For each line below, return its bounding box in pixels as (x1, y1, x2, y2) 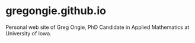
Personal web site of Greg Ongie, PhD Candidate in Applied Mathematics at (5, 24, 190, 31)
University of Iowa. (5, 29, 52, 37)
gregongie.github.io (5, 4, 106, 18)
